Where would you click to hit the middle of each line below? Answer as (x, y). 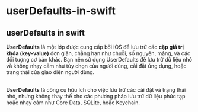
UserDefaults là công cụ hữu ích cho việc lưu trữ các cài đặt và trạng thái (96, 90)
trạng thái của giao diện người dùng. (50, 72)
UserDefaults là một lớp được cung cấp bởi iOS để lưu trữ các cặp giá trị (95, 47)
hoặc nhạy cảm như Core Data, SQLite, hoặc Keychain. (73, 103)
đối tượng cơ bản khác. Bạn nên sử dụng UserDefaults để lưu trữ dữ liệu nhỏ (99, 60)
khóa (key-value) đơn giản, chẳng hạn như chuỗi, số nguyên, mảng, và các (98, 53)
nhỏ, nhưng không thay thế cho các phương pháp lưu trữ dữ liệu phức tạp (96, 96)
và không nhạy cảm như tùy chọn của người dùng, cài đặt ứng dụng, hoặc (96, 66)
